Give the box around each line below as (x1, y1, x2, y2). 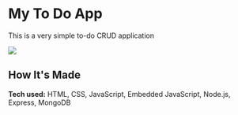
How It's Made (8, 69, 81, 82)
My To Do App (8, 5, 103, 23)
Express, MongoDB (8, 98, 71, 107)
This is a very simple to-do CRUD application (8, 31, 155, 40)
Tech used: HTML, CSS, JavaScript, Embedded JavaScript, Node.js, (8, 89, 231, 98)
